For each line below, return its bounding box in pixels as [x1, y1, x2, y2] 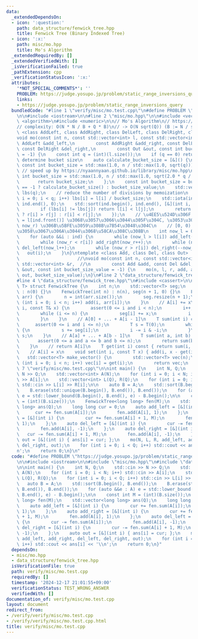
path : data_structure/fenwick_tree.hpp [16, 25, 115, 31]
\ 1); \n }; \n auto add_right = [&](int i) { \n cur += [16, 508, 186, 514]
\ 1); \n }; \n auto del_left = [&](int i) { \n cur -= [16, 420, 183, 426]
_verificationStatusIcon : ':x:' [11, 74, 91, 80]
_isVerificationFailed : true [11, 63, 83, 70]
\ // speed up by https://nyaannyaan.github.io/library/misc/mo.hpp [16, 168, 189, 174]
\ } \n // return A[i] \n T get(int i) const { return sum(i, [16, 344, 192, 350]
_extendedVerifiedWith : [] [11, 58, 78, 64]
